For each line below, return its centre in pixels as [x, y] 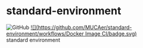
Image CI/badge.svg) [111, 33]
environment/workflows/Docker [45, 33]
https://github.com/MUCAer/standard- [85, 27]
